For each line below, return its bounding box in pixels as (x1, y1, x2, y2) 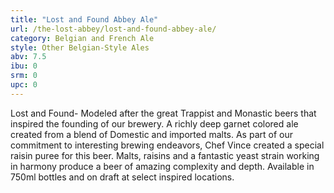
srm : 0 (10, 71, 38, 81)
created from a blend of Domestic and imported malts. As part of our (10, 128, 293, 140)
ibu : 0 (10, 61, 38, 71)
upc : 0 (10, 80, 38, 90)
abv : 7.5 (10, 52, 47, 62)
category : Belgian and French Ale (10, 33, 155, 43)
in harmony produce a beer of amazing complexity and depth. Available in (10, 160, 315, 172)
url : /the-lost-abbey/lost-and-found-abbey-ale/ (10, 24, 217, 34)
